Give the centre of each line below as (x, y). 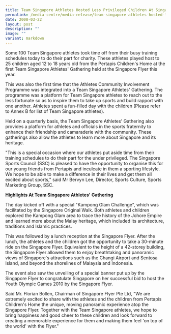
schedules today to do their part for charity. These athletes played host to (82, 58)
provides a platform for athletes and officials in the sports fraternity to (78, 126)
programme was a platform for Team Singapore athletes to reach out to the (84, 95)
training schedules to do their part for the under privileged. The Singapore (83, 158)
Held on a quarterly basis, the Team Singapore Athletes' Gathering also (80, 121)
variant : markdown (25, 39)
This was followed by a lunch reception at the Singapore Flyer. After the (80, 236)
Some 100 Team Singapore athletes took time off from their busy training (81, 53)
